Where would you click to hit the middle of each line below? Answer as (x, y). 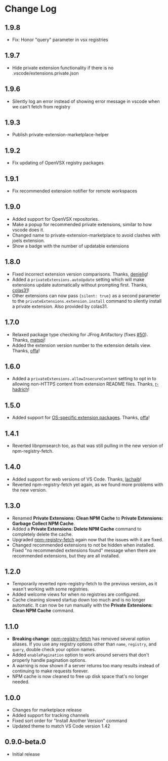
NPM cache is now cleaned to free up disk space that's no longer (80, 676)
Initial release (26, 754)
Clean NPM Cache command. (43, 611)
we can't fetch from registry (41, 106)
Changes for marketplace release (47, 710)
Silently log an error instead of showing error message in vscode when (86, 101)
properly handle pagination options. (49, 660)
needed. (21, 682)
